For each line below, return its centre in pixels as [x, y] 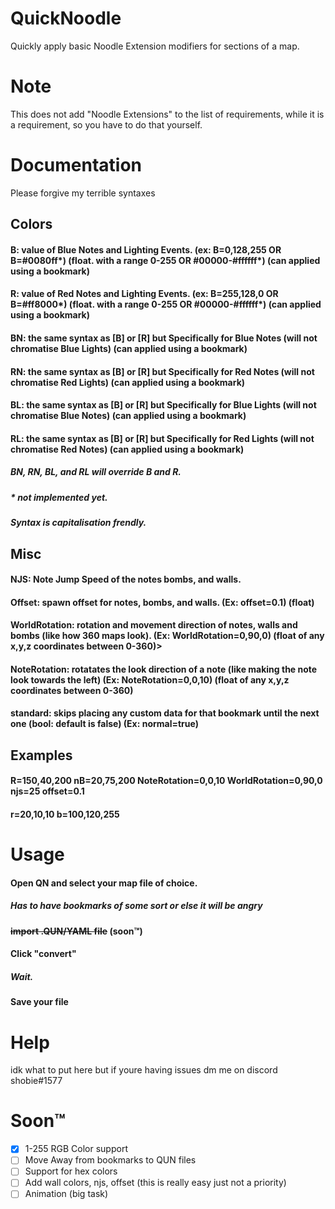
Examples [41, 755]
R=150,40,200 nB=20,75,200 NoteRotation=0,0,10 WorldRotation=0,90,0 [166, 781]
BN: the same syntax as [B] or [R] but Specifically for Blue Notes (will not [164, 338]
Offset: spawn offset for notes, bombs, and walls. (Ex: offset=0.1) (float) [162, 602]
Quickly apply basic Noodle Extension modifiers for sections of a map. [155, 46]
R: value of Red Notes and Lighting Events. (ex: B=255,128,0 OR [144, 294]
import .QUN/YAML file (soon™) [76, 931]
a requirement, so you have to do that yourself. [106, 124]
